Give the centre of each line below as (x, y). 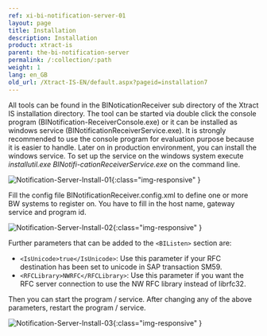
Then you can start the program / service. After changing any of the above (130, 299)
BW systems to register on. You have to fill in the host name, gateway (122, 203)
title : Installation (43, 30)
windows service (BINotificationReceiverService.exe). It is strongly (117, 130)
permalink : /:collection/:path (60, 61)
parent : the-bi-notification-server (69, 53)
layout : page (30, 23)
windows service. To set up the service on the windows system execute (126, 155)
